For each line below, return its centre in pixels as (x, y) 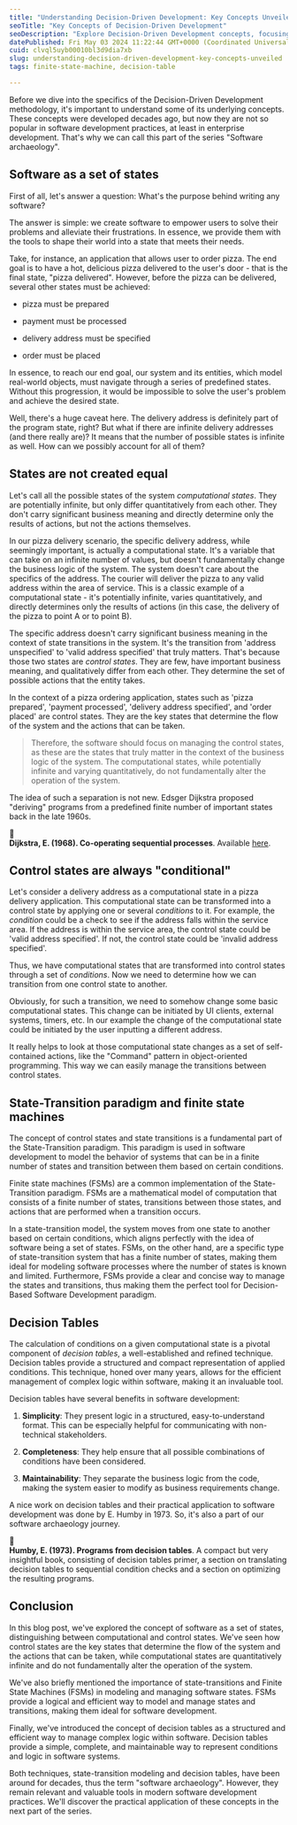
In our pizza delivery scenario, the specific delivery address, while (129, 540)
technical (38, 1434)
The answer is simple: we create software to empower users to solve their (144, 222)
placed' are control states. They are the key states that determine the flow (144, 716)
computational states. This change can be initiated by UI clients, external (141, 1011)
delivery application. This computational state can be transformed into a (140, 901)
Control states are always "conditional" (120, 870)
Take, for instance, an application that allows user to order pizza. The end (143, 259)
